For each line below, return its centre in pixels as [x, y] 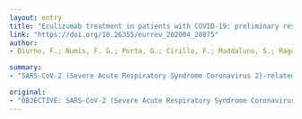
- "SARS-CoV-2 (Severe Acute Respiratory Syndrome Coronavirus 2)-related [152, 76]
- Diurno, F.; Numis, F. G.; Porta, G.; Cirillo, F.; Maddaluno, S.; [142, 51]
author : [24, 43]
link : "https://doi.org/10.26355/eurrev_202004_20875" [114, 34]
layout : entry [36, 18]
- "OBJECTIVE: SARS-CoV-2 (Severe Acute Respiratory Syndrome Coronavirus [152, 100]
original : [28, 92]
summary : [26, 68]
